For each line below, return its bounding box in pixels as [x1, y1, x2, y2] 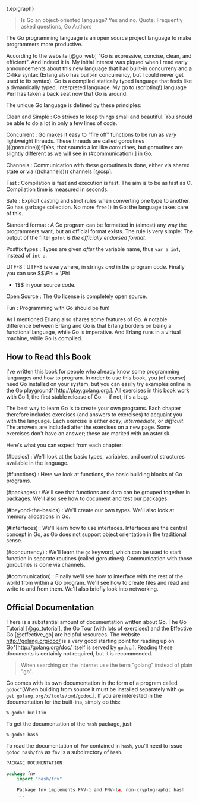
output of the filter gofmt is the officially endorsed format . [6, 234, 147, 241]
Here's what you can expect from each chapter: [6, 441, 124, 448]
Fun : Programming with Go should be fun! [6, 305, 110, 311]
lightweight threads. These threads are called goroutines [6, 137, 145, 145]
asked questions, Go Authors [20, 23, 92, 30]
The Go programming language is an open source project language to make [6, 34, 192, 41]
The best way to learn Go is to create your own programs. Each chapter [6, 404, 181, 412]
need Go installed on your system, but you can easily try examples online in [6, 380, 191, 387]
